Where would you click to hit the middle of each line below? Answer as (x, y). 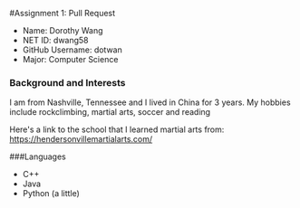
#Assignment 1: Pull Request (63, 13)
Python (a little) (51, 194)
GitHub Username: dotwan (72, 50)
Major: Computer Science (70, 59)
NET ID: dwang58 (55, 40)
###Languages (38, 156)
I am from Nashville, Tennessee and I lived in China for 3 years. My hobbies (150, 102)
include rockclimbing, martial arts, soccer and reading (110, 112)
